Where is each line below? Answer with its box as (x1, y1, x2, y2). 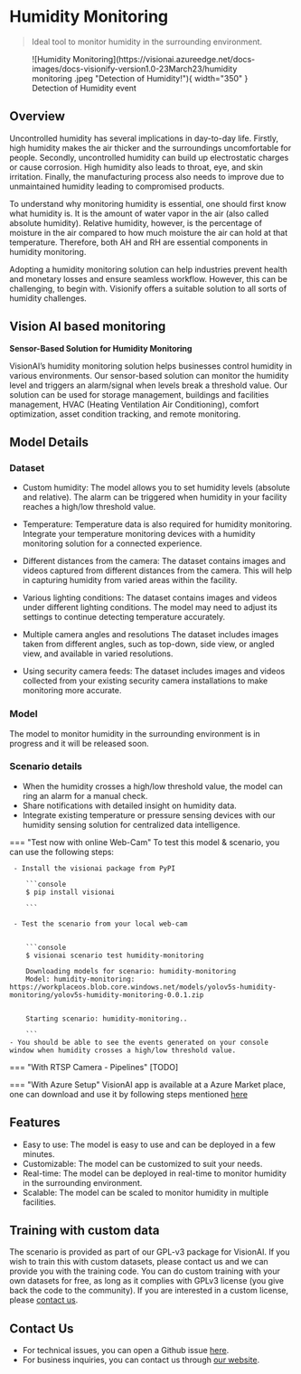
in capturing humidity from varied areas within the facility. (22, 575, 238, 586)
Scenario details (9, 760, 83, 773)
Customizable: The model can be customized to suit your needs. (22, 1158, 263, 1169)
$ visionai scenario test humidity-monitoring (25, 951, 204, 960)
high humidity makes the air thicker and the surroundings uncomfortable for (9, 142, 292, 153)
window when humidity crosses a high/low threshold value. (9, 1046, 237, 1055)
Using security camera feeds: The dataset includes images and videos (22, 666, 286, 677)
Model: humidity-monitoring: (25, 974, 136, 983)
